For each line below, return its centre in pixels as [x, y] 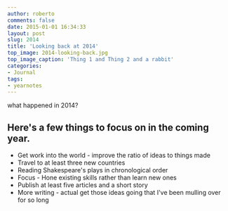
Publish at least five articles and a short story [83, 185]
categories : [25, 66]
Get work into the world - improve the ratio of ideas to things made [114, 156]
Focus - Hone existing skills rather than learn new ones [97, 178]
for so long [33, 200]
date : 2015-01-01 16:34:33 [47, 27]
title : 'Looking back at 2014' [53, 46]
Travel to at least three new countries [71, 163]
